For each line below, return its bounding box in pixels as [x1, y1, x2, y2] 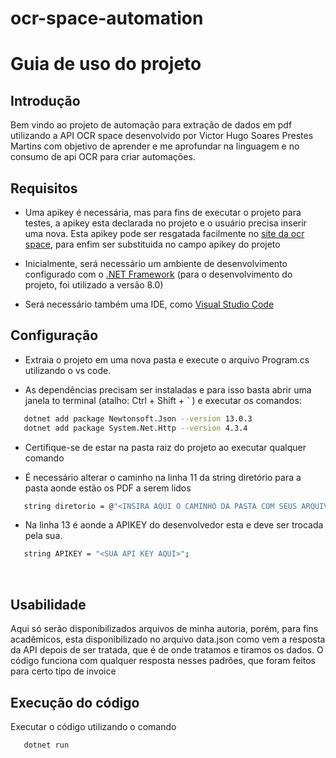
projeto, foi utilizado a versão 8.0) [24, 279, 164, 291]
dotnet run [23, 740, 70, 750]
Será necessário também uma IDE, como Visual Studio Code [24, 298, 275, 310]
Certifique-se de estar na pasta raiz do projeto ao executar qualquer [24, 441, 307, 453]
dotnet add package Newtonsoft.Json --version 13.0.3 [23, 413, 253, 424]
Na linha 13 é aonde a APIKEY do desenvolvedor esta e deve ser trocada [24, 519, 324, 531]
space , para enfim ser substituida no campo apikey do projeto [24, 238, 281, 250]
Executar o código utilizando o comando [10, 720, 177, 732]
